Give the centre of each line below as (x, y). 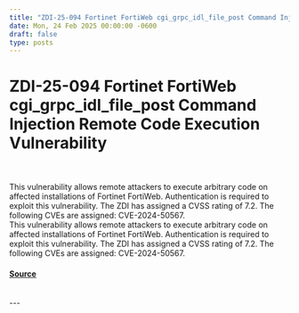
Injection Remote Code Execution (135, 124)
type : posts (31, 42)
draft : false (33, 34)
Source (23, 274)
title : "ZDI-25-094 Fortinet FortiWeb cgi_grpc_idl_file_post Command (143, 17)
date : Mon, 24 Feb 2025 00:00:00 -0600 (83, 26)
